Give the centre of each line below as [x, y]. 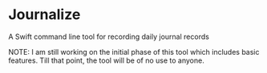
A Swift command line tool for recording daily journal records [109, 36]
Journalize [44, 15]
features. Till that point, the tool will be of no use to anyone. [106, 60]
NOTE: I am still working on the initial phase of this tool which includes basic [134, 52]
